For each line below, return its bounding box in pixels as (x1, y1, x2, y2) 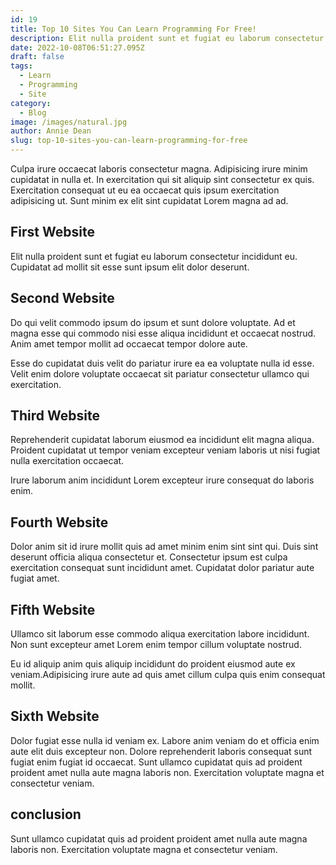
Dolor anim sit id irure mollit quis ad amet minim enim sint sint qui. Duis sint (10, 541, 319, 553)
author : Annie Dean (10, 126, 92, 136)
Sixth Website (10, 708, 100, 725)
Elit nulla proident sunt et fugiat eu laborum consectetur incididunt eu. (10, 250, 298, 262)
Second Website (10, 290, 115, 307)
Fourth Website (10, 514, 109, 531)
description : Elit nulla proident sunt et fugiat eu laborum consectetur (10, 33, 325, 43)
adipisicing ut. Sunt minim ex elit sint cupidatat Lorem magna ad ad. (10, 195, 289, 206)
